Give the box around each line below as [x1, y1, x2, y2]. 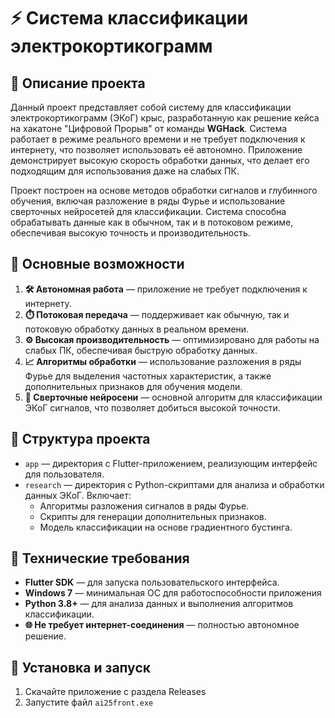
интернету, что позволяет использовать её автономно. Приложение [10, 144, 303, 155]
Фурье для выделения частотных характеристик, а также [24, 370, 272, 382]
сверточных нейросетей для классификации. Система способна [10, 206, 287, 217]
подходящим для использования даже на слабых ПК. [10, 165, 240, 177]
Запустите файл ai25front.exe [24, 696, 154, 709]
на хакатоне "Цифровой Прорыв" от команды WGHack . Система [10, 123, 288, 134]
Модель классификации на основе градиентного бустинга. [39, 521, 293, 533]
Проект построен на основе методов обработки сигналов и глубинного [10, 185, 318, 196]
